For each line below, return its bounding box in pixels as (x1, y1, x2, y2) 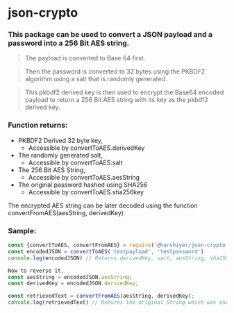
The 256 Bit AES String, (17, 165, 85, 174)
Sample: (8, 226, 37, 235)
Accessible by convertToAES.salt (28, 158, 123, 167)
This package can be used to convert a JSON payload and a (8, 30, 212, 40)
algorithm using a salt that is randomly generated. (24, 75, 167, 83)
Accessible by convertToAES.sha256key (28, 187, 144, 196)
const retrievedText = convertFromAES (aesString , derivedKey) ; (8, 293, 195, 300)
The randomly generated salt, (17, 151, 103, 159)
